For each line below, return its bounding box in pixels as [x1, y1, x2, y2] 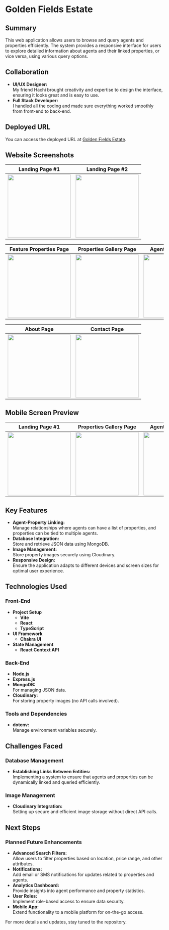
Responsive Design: [12, 557, 55, 563]
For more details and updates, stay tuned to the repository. [5, 919, 127, 925]
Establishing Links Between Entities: [12, 769, 91, 775]
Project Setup [12, 609, 42, 615]
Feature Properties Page [9, 246, 69, 253]
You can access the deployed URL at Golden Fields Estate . [5, 136, 127, 142]
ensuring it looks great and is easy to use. [12, 92, 100, 98]
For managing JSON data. [12, 687, 66, 693]
